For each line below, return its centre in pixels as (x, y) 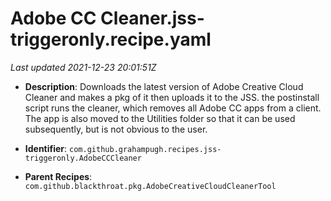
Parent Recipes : (58, 176)
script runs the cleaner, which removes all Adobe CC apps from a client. (173, 108)
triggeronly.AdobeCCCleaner (83, 158)
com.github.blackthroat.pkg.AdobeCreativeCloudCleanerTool (150, 186)
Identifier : (46, 148)
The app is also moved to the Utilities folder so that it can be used (160, 118)
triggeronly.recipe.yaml (111, 39)
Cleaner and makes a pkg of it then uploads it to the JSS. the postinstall (172, 97)
